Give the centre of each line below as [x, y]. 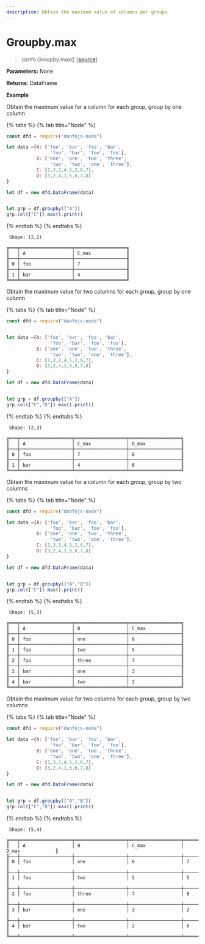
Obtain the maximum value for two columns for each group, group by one [99, 292]
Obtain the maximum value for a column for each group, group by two [94, 481]
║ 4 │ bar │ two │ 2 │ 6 [98, 926]
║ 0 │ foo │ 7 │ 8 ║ [95, 454]
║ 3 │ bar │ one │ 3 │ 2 [98, 910]
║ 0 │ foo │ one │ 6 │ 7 [98, 862]
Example [18, 95]
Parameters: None [30, 71]
